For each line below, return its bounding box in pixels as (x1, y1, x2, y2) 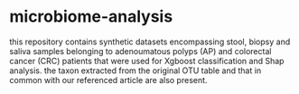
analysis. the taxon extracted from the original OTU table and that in (9, 65, 262, 76)
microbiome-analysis (9, 6, 173, 27)
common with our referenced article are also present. (9, 74, 208, 85)
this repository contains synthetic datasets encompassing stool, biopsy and (9, 36, 291, 47)
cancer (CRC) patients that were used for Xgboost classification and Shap (9, 55, 285, 66)
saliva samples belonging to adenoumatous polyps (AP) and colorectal (9, 45, 272, 56)
